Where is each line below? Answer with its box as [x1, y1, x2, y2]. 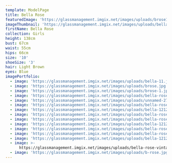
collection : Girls [5, 31, 45, 36]
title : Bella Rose [5, 12, 45, 17]
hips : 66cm [5, 50, 29, 55]
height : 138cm [5, 36, 36, 41]
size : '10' [5, 55, 29, 60]
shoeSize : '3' [5, 60, 36, 65]
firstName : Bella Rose [5, 27, 54, 32]
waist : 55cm [5, 45, 31, 51]
